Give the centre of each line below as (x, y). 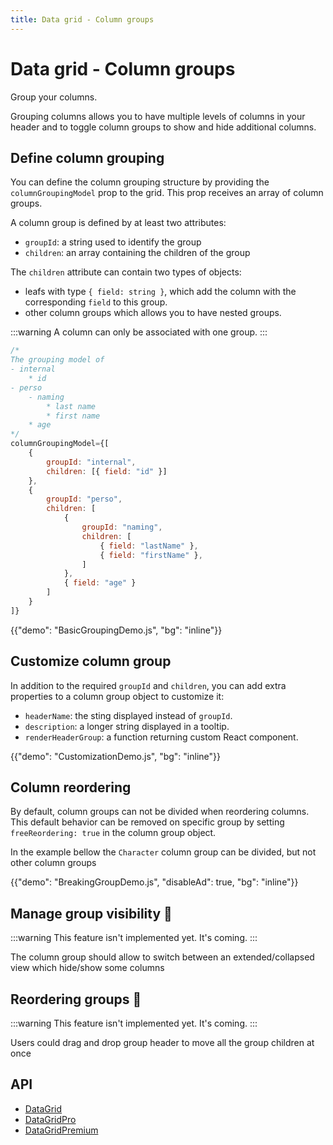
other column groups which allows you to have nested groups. (153, 313)
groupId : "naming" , (122, 527)
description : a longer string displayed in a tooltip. (127, 726)
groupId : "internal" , (91, 462)
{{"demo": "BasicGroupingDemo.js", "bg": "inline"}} (116, 630)
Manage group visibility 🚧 (91, 913)
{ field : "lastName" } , (149, 546)
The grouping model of (57, 360)
